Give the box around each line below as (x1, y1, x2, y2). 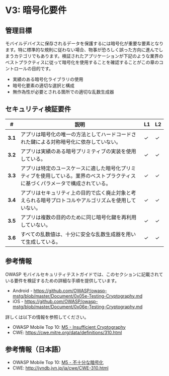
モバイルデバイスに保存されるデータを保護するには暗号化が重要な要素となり (5, 41, 164, 46)
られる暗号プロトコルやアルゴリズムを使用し (25, 197, 132, 204)
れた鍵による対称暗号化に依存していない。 (20, 138, 122, 145)
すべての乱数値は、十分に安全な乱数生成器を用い (20, 231, 136, 238)
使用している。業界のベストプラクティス (40, 172, 136, 179)
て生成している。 (20, 238, 61, 245)
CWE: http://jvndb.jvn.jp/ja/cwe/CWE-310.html (12, 365, 109, 371)
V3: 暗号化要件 (5, 5, 67, 16)
